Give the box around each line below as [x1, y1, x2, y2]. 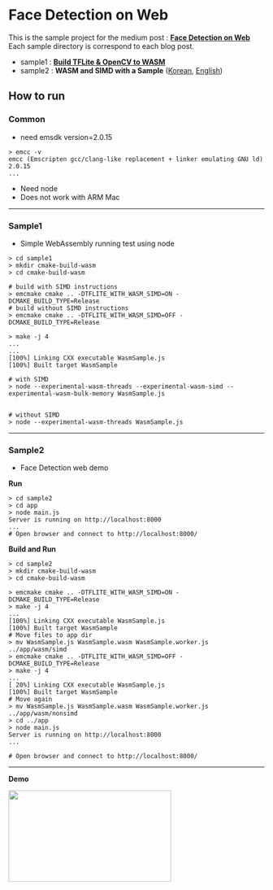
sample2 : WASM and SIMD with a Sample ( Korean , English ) [19, 65, 223, 75]
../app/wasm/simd [8, 645, 67, 654]
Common [8, 114, 46, 125]
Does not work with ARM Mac [19, 192, 120, 202]
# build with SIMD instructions [8, 282, 118, 290]
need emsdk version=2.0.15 [19, 132, 113, 142]
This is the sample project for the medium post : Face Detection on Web [8, 33, 250, 42]
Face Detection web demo [19, 463, 109, 473]
